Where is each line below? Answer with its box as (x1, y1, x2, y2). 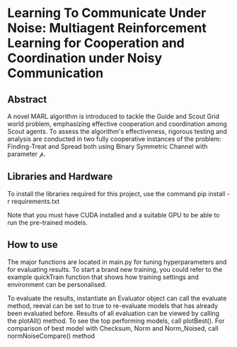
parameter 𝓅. (7, 150, 46, 158)
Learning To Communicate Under (7, 5, 207, 21)
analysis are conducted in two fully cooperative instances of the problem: (7, 135, 221, 143)
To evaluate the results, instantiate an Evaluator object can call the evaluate (7, 294, 227, 302)
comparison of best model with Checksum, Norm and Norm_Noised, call (7, 324, 219, 332)
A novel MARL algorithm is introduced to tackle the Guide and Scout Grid (7, 112, 220, 120)
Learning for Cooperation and (7, 35, 185, 51)
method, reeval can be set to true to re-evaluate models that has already (7, 301, 219, 309)
